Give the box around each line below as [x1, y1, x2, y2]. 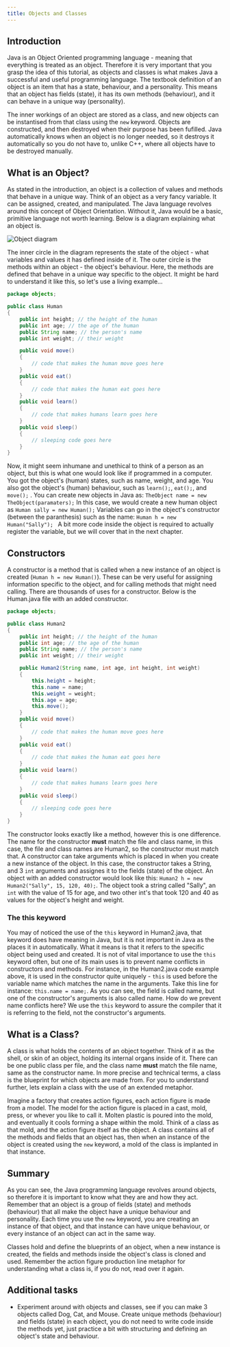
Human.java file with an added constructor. [7, 595, 129, 603]
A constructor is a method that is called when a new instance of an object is [7, 565, 221, 574]
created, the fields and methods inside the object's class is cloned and [7, 1250, 207, 1258]
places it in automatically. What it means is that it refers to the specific [7, 943, 205, 951]
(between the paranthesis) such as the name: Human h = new [7, 513, 177, 522]
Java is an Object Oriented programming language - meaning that [7, 54, 193, 62]
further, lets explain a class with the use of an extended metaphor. [7, 1084, 194, 1092]
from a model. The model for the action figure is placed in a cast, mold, [7, 1104, 207, 1112]
